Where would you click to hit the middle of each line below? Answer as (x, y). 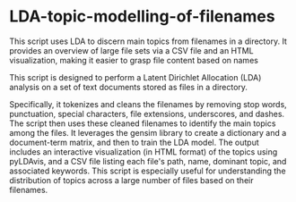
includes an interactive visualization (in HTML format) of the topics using (144, 151)
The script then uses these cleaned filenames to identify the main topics (143, 123)
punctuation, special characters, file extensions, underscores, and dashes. (147, 114)
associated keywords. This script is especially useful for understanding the (148, 171)
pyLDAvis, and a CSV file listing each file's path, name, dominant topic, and (148, 161)
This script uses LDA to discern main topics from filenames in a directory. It (148, 41)
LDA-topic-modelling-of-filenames (142, 17)
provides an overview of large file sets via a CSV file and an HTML (131, 50)
